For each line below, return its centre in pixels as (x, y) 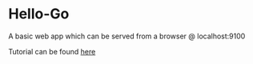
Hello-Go (39, 14)
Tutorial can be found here (52, 51)
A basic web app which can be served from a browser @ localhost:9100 (127, 36)
